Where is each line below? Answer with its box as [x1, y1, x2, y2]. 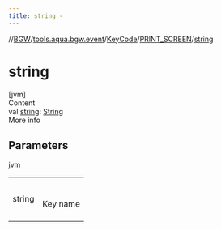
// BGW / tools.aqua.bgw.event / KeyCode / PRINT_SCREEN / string [8, 34, 214, 44]
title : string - [8, 11, 63, 20]
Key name [42, 198, 81, 210]
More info [8, 115, 41, 125]
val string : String [8, 106, 63, 116]
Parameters [8, 138, 69, 152]
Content [8, 98, 36, 108]
